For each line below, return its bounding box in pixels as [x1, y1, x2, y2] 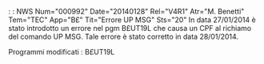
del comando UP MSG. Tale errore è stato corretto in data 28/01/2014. [8, 32, 238, 41]
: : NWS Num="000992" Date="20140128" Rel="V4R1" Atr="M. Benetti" [8, 7, 245, 16]
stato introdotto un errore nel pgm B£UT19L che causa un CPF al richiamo [8, 24, 252, 32]
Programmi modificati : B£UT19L [8, 47, 115, 56]
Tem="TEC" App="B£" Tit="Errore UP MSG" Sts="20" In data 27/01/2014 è [8, 15, 256, 24]
